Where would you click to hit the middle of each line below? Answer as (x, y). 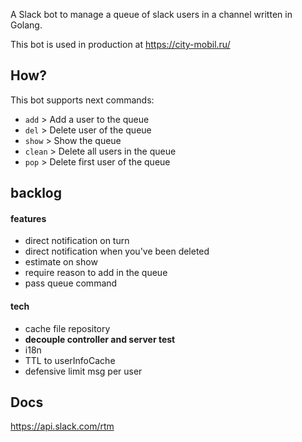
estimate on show (61, 262)
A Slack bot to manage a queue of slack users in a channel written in (151, 14)
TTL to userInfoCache (70, 360)
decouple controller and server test (100, 339)
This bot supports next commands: (82, 100)
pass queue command (71, 283)
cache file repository (67, 328)
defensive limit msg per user (83, 371)
